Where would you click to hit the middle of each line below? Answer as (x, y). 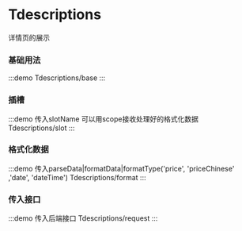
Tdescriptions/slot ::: (42, 128)
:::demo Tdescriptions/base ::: (57, 78)
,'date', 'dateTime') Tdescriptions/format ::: (77, 177)
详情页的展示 (29, 37)
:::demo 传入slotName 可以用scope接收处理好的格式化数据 (104, 119)
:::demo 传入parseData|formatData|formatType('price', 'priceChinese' (121, 168)
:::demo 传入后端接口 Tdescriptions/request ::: (83, 218)
